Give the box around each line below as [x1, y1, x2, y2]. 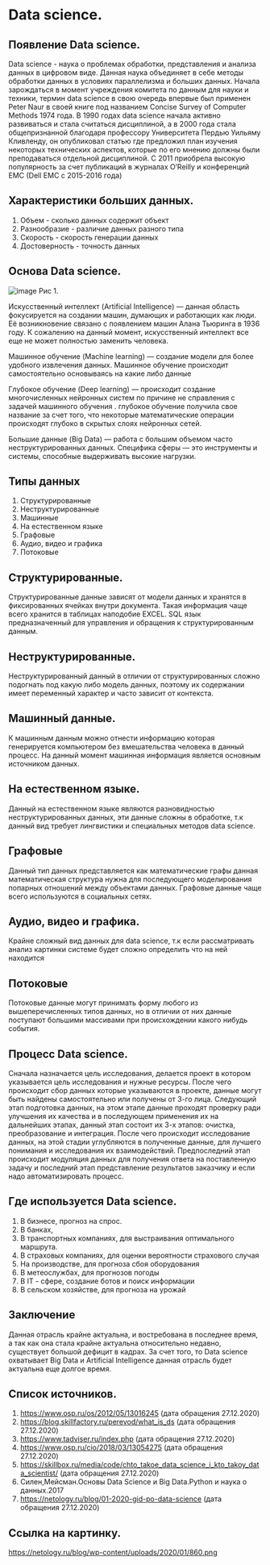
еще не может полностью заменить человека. [8, 336, 169, 345]
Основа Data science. [8, 265, 122, 278]
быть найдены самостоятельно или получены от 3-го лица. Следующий [8, 1094, 257, 1104]
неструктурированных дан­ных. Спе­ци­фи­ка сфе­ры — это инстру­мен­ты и [8, 442, 258, 453]
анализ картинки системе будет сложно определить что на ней [8, 945, 228, 954]
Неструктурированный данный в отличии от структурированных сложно [8, 671, 260, 681]
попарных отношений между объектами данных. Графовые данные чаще [8, 883, 262, 892]
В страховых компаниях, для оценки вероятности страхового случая [19, 1250, 260, 1260]
